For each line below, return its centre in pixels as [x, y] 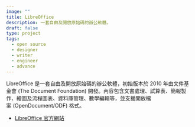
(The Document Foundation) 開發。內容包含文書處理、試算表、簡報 [99, 91]
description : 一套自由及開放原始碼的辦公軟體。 [58, 22]
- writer [22, 55]
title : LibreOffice [30, 17]
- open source [29, 45]
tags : [13, 39]
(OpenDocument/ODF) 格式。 [48, 106]
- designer [25, 50]
